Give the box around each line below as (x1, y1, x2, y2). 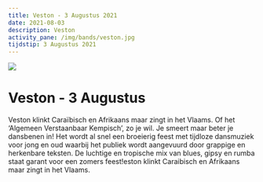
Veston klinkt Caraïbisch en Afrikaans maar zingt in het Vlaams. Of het (8, 115, 236, 125)
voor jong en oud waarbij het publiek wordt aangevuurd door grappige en (8, 140, 246, 150)
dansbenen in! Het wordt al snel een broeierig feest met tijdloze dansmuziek (8, 132, 254, 141)
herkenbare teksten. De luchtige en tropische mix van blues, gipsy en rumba (8, 148, 255, 158)
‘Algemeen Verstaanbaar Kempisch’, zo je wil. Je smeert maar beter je (8, 123, 234, 133)
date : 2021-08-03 (8, 19, 65, 27)
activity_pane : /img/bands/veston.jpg (8, 33, 135, 42)
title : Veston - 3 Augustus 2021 (8, 11, 118, 20)
